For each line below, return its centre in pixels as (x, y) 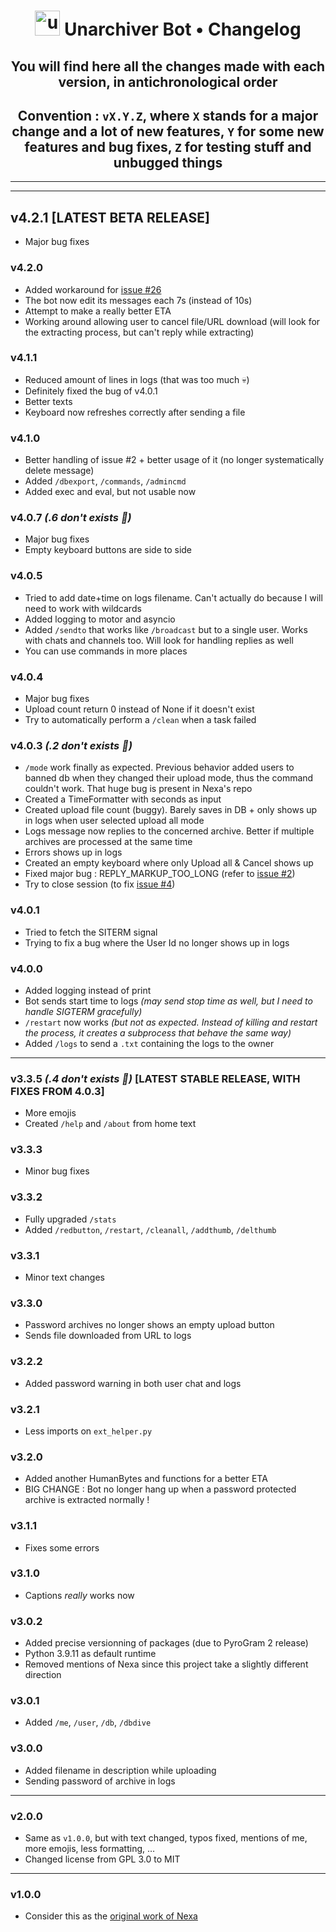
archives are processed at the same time (108, 842)
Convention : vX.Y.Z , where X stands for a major (168, 115)
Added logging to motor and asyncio (100, 619)
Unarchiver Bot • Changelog (183, 29)
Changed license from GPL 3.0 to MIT (102, 1859)
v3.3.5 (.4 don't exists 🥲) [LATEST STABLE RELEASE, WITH (155, 1078)
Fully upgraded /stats (70, 1219)
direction (43, 1675)
